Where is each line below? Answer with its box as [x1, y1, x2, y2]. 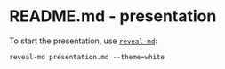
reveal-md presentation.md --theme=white [9, 52, 165, 61]
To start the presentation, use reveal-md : [9, 35, 158, 46]
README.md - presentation [9, 6, 217, 27]
